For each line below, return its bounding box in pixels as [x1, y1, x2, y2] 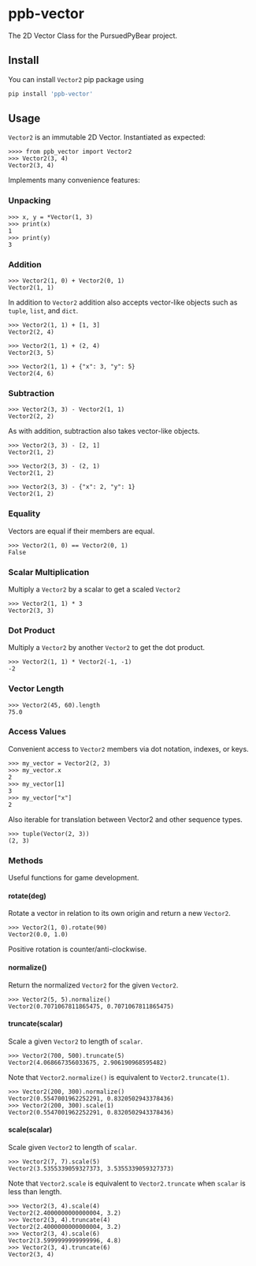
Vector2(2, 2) [8, 413, 55, 420]
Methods [8, 855, 43, 866]
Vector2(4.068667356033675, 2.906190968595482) [8, 1059, 168, 1066]
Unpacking [8, 195, 51, 206]
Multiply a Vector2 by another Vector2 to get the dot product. [8, 643, 206, 652]
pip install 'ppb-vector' [8, 90, 93, 98]
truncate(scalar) [8, 1019, 63, 1029]
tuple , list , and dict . [8, 306, 79, 316]
